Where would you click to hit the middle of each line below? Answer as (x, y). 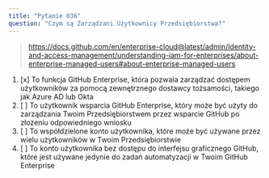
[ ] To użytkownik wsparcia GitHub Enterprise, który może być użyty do (139, 105)
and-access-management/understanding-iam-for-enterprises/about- (143, 55)
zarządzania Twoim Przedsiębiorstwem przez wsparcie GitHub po (130, 113)
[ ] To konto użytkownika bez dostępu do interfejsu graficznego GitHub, (139, 148)
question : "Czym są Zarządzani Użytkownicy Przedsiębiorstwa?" (117, 23)
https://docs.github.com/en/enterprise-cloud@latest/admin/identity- (142, 46)
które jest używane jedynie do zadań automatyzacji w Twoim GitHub (134, 157)
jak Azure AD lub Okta (57, 96)
